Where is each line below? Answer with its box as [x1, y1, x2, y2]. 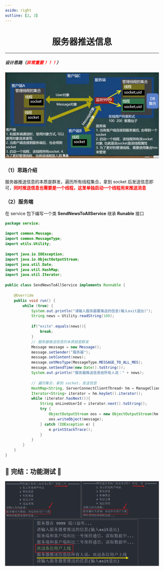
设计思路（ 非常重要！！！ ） [5, 60, 61, 66]
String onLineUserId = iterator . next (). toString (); [40, 401, 147, 406]
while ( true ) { [22, 303, 54, 308]
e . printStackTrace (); [48, 427, 93, 432]
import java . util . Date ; [5, 262, 54, 267]
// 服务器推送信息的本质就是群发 [31, 339, 89, 344]
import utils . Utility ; [5, 242, 51, 246]
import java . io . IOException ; [5, 252, 64, 257]
